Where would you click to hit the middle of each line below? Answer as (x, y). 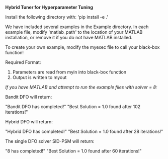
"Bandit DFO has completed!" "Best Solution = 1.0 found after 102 (73, 107)
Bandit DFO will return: (29, 97)
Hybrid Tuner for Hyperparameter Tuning (49, 7)
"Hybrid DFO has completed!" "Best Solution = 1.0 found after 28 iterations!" (84, 131)
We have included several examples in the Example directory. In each (77, 27)
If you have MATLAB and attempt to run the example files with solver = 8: (81, 87)
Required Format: (23, 62)
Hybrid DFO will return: (29, 122)
